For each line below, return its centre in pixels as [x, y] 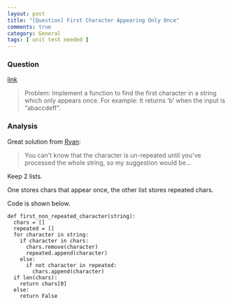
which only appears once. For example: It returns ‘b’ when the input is [125, 101]
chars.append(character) [68, 271]
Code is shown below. [39, 203]
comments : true [29, 27]
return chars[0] [44, 284]
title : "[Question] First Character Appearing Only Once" [93, 20]
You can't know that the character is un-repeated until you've [113, 155]
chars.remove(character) [62, 247]
